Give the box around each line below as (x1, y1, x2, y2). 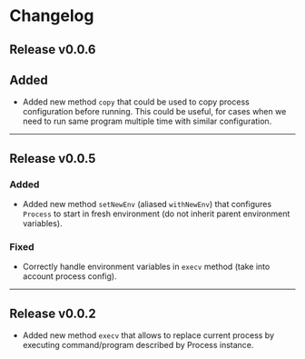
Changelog (9, 5, 94, 26)
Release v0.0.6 (9, 42, 97, 57)
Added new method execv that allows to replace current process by (22, 330, 275, 341)
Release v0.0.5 (9, 151, 96, 166)
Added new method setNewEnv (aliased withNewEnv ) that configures (22, 199, 272, 210)
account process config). (22, 271, 117, 282)
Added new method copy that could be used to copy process (22, 96, 250, 107)
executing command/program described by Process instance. (22, 340, 254, 351)
